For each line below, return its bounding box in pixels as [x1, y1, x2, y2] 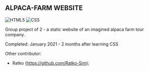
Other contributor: [5, 50, 42, 56]
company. [5, 31, 25, 37]
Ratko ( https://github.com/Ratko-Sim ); [12, 60, 90, 66]
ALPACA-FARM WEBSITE [5, 4, 83, 12]
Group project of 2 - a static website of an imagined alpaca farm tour [5, 26, 144, 32]
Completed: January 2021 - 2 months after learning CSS [5, 41, 119, 47]
